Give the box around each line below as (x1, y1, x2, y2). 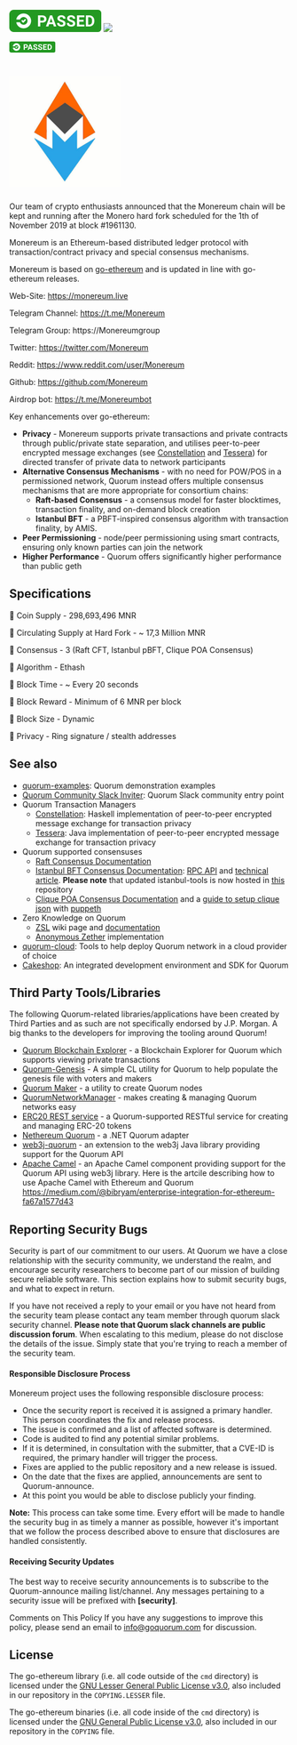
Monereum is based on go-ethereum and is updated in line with (9, 263, 241, 274)
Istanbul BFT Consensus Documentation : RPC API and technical (35, 864, 269, 876)
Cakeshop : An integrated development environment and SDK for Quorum (21, 960, 289, 970)
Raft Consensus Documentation (35, 856, 152, 866)
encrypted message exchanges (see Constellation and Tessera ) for (21, 446, 268, 458)
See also (9, 757, 58, 772)
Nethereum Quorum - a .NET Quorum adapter (21, 1130, 190, 1141)
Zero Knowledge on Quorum (21, 913, 127, 923)
